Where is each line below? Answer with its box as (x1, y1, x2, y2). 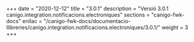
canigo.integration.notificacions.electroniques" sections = (6, 11, 151, 18)
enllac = (22, 18, 43, 24)
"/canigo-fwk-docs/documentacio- (43, 18, 131, 24)
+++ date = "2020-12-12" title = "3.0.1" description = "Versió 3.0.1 (6, 5, 169, 12)
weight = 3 (161, 24, 189, 31)
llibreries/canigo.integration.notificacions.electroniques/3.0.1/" (6, 24, 161, 31)
